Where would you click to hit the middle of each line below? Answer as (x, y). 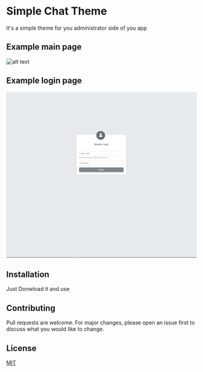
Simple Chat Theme (57, 11)
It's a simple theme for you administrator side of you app (77, 28)
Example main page (44, 47)
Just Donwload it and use (38, 289)
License (21, 348)
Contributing (31, 308)
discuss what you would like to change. (55, 329)
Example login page (44, 81)
